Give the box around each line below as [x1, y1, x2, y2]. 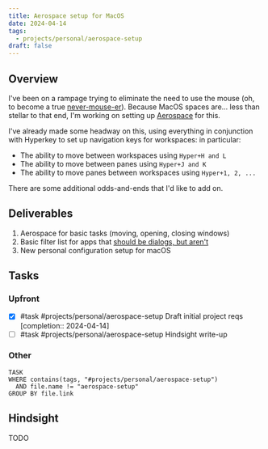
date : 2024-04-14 [8, 19, 67, 28]
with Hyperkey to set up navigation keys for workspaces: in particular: [8, 134, 241, 144]
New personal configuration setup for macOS [19, 245, 171, 255]
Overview [8, 72, 59, 86]
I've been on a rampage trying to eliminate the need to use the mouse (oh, [8, 93, 255, 103]
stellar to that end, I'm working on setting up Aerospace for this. [8, 110, 220, 120]
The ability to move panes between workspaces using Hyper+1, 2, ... [19, 167, 257, 177]
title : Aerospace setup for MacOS [8, 11, 125, 20]
